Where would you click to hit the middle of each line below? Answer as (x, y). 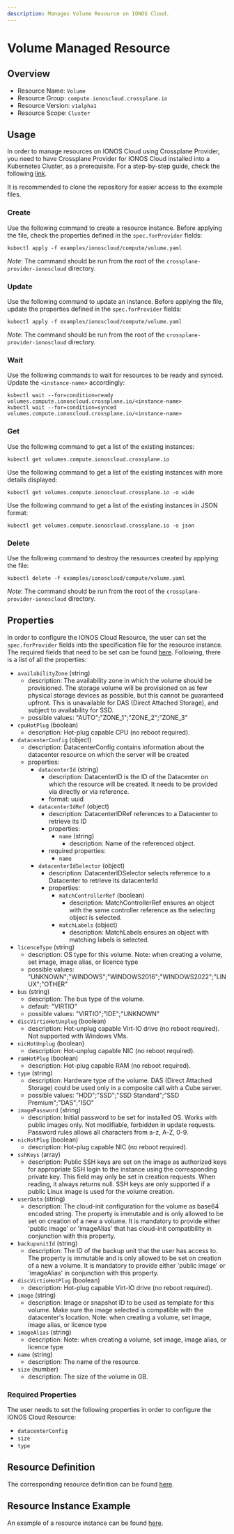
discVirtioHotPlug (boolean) (58, 1280)
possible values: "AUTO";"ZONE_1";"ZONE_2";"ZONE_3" (108, 717)
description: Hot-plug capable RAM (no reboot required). (109, 1065)
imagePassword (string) (49, 1110)
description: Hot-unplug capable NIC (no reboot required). (111, 1050)
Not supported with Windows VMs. (78, 1036)
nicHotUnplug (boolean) (51, 1043)
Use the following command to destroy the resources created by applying (113, 558)
